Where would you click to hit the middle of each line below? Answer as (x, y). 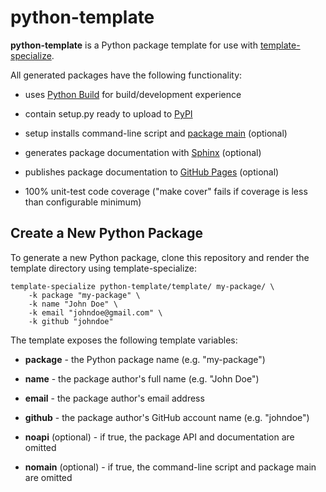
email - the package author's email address (114, 398)
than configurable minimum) (83, 202)
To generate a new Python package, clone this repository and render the (160, 257)
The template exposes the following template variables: (124, 340)
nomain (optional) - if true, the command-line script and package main (170, 467)
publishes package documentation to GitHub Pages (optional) (152, 172)
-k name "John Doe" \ (73, 304)
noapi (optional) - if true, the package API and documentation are (159, 437)
